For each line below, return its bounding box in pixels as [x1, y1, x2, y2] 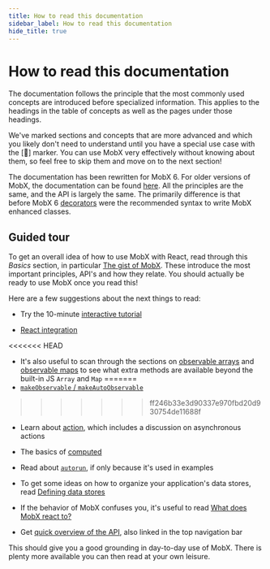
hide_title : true [8, 27, 67, 35]
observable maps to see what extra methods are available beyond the [19, 365, 254, 375]
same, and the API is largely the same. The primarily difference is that [8, 189, 241, 199]
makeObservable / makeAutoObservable [19, 383, 144, 393]
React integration [19, 325, 78, 335]
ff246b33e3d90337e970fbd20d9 [149, 398, 261, 408]
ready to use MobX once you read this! [8, 278, 139, 288]
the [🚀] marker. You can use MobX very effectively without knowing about [8, 148, 255, 158]
